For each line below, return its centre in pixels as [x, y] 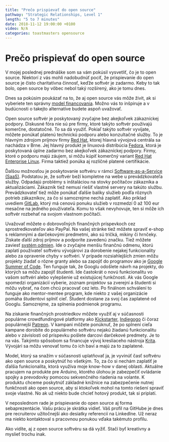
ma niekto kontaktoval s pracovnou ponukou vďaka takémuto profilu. [77, 419]
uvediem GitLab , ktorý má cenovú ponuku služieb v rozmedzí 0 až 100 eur [82, 203]
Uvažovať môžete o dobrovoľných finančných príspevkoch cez [70, 224]
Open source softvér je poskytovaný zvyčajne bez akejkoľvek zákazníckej [82, 118]
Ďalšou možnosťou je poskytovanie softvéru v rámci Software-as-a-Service [84, 171]
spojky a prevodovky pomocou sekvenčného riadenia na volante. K [75, 377]
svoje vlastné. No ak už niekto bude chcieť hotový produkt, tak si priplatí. [81, 393]
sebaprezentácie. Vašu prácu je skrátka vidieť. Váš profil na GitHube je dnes [84, 408]
